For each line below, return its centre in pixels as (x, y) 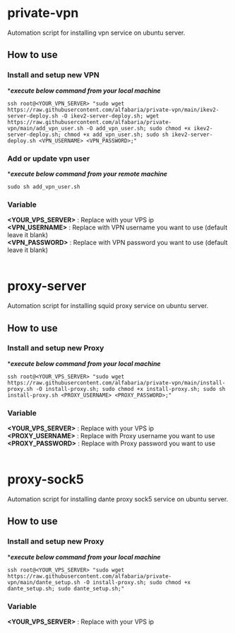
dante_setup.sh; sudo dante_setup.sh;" (66, 588)
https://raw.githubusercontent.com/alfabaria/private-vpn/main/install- (116, 383)
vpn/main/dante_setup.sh (44, 582)
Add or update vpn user (49, 159)
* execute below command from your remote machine (88, 173)
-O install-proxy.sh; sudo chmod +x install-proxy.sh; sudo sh (131, 389)
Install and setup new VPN (54, 75)
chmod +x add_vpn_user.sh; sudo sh (116, 135)
